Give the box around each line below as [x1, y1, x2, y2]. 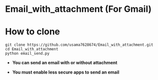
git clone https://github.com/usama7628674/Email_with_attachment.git [5, 42, 154, 47]
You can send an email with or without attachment [12, 60, 118, 66]
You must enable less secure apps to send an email [12, 69, 119, 75]
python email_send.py [5, 51, 50, 56]
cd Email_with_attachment [5, 47, 58, 52]
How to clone [5, 26, 60, 38]
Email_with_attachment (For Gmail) [5, 3, 152, 15]
